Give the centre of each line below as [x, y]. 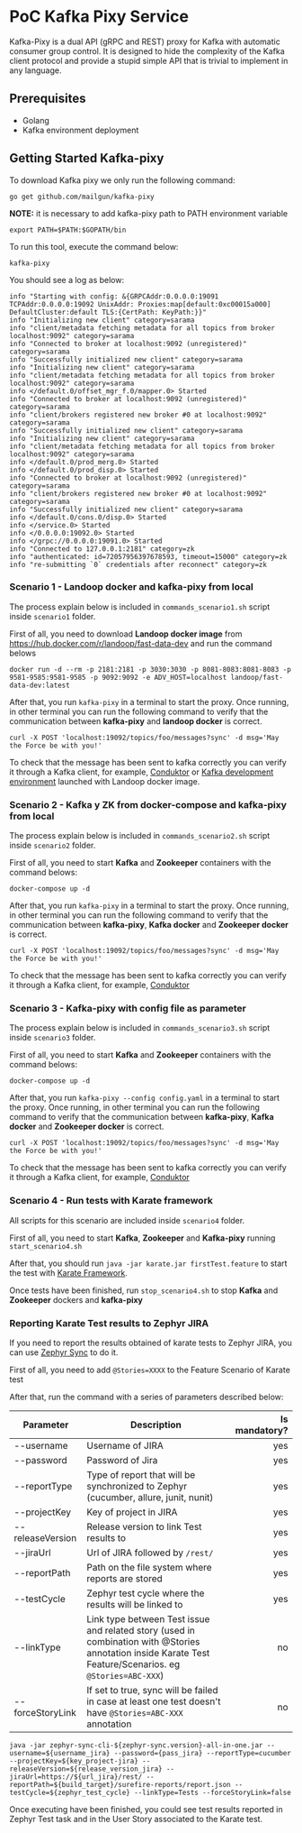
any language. [36, 70]
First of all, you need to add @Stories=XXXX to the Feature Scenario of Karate [150, 1370]
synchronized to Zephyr [137, 1487]
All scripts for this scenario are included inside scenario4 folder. [127, 1220]
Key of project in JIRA [132, 1512]
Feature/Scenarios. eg [133, 1664]
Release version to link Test [144, 1527]
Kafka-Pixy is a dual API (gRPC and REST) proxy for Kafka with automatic [145, 41]
